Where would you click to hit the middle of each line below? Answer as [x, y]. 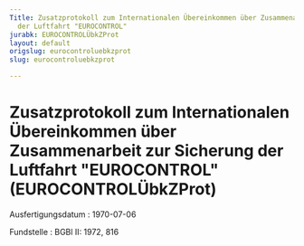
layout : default [40, 43]
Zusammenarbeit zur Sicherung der [147, 151]
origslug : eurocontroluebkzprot [70, 52]
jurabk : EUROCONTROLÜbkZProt [64, 34]
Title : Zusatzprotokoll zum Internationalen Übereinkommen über [133, 18]
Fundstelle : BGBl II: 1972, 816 [64, 232]
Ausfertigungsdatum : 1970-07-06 [73, 214]
